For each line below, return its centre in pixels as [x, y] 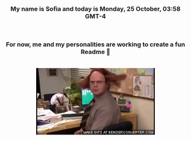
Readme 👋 [95, 52]
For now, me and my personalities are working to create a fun [95, 44]
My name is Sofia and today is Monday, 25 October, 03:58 [95, 9]
